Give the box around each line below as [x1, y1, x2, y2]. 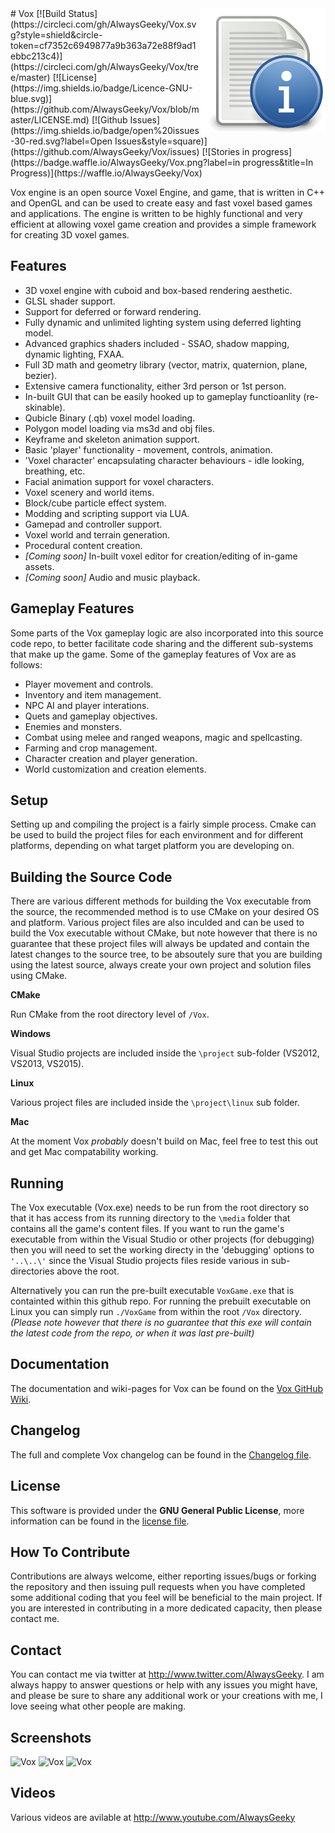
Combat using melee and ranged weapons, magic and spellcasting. [24, 731, 303, 743]
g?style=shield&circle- [10, 29, 103, 41]
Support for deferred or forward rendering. [24, 305, 202, 317]
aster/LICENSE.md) [10, 114, 90, 126]
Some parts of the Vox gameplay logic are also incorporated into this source [10, 627, 324, 639]
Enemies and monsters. [24, 720, 123, 732]
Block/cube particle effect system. [24, 497, 167, 509]
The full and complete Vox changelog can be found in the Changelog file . [10, 1448, 312, 1461]
